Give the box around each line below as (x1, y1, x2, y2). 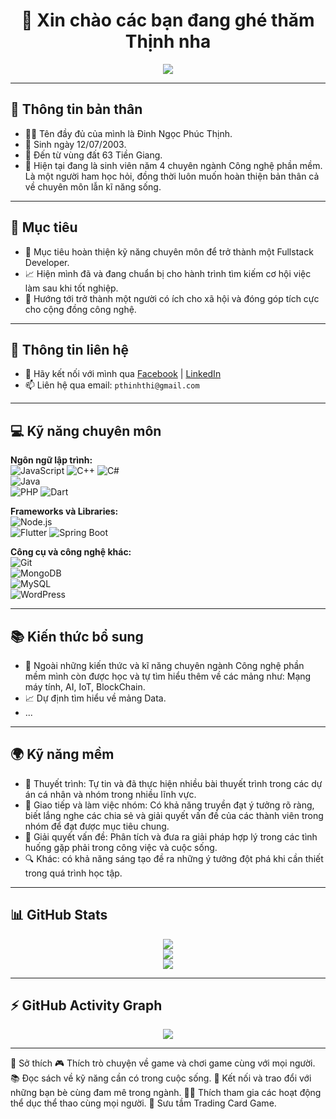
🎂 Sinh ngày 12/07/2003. (24, 138, 127, 150)
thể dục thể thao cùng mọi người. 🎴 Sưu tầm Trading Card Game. (10, 1097, 277, 1109)
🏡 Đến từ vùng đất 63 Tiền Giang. (24, 149, 163, 161)
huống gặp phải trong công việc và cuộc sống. (24, 841, 218, 853)
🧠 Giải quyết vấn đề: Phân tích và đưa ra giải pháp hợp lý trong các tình (24, 830, 318, 843)
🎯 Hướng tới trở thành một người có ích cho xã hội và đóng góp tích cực (24, 292, 320, 304)
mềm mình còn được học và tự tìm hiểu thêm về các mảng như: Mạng (24, 670, 312, 682)
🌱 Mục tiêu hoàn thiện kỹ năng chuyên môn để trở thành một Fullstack (24, 245, 314, 258)
